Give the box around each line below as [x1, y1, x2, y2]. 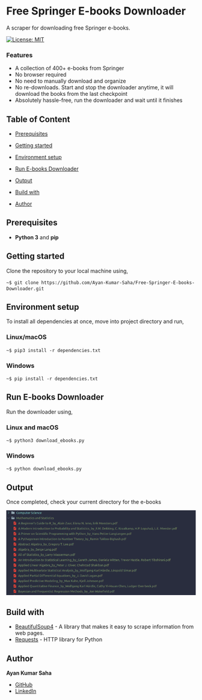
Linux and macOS [6, 423, 59, 432]
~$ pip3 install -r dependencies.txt [6, 347, 101, 353]
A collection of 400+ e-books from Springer [14, 65, 124, 72]
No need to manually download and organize [14, 77, 126, 85]
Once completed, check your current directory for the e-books [6, 499, 161, 506]
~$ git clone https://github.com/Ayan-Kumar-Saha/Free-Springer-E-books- [6, 279, 195, 286]
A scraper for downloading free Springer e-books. [6, 24, 130, 31]
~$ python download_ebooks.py [6, 466, 82, 472]
